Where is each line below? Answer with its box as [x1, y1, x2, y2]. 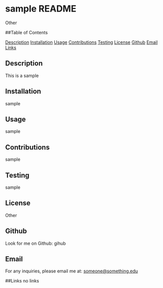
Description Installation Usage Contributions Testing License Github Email [5, 39, 158, 45]
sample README [5, 3, 76, 15]
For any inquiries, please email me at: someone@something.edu [5, 268, 138, 274]
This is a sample [5, 73, 39, 79]
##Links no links [5, 278, 39, 284]
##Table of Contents [5, 29, 48, 35]
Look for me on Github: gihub [5, 240, 66, 246]
